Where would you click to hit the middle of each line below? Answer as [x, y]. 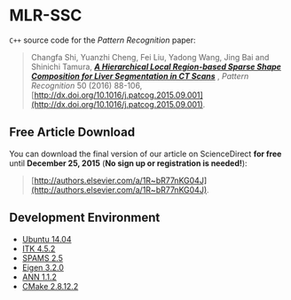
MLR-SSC [46, 16]
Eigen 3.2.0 [43, 267]
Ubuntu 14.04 [47, 239]
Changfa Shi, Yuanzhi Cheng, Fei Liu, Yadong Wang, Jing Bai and [150, 57]
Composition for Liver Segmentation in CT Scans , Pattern [140, 75]
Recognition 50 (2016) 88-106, [87, 85]
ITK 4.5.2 [39, 249]
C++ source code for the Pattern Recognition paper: [103, 40]
